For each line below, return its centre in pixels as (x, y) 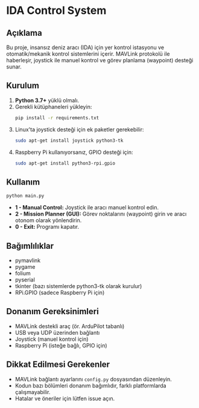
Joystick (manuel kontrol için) (52, 339)
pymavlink (28, 260)
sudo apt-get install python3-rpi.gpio (65, 163)
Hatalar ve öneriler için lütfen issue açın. (65, 398)
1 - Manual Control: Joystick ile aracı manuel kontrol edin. (87, 208)
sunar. (14, 67)
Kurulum (23, 86)
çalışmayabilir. (33, 392)
